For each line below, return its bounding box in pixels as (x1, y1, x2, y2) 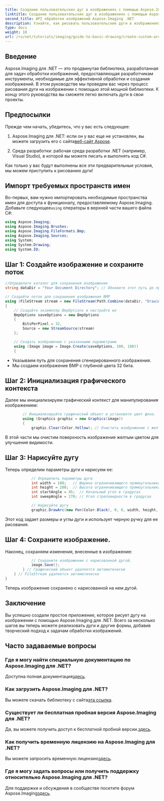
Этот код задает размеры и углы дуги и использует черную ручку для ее (5, 516, 158, 522)
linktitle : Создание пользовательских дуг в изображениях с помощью (5, 12, 147, 17)
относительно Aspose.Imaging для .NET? (5, 774, 108, 781)
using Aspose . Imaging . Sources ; (5, 233, 69, 238)
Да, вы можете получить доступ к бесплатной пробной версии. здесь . (5, 726, 152, 732)
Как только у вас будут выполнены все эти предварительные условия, (5, 162, 153, 168)
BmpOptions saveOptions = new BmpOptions (14, 312, 99, 317)
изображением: (5, 402, 38, 408)
